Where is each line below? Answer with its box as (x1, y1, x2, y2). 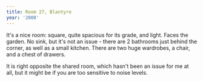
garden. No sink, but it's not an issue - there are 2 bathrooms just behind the (6, 38, 198, 45)
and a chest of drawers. (6, 50, 66, 58)
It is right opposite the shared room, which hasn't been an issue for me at (6, 62, 189, 70)
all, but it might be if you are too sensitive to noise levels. (6, 69, 148, 76)
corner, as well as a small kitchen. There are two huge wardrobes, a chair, (6, 44, 190, 52)
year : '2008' (6, 15, 39, 21)
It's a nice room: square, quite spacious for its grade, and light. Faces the (6, 31, 189, 38)
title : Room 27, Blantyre (6, 9, 72, 15)
